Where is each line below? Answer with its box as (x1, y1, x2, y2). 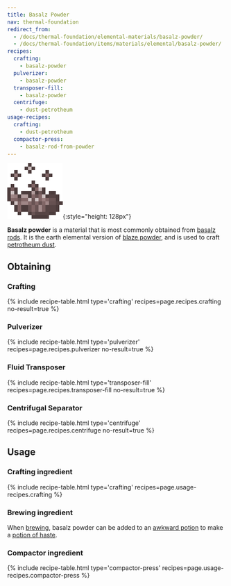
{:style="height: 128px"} (62, 212, 132, 221)
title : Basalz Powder (7, 11, 70, 18)
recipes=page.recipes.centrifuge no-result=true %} (7, 426, 155, 434)
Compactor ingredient (7, 548, 83, 558)
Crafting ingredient (7, 467, 73, 477)
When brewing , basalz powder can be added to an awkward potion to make (7, 523, 223, 531)
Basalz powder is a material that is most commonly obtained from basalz (7, 226, 216, 234)
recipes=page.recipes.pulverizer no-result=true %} (7, 345, 154, 353)
